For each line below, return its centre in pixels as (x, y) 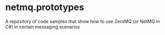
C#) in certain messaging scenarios (43, 26)
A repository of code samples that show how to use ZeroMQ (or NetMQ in (83, 21)
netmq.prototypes (45, 7)
